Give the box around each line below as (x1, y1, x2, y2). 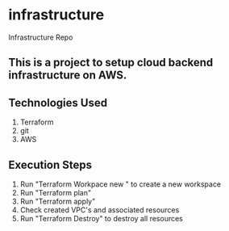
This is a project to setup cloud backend (8, 56, 214, 69)
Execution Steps (8, 157, 93, 171)
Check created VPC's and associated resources (19, 204, 180, 215)
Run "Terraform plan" (19, 187, 92, 197)
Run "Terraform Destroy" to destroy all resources (19, 213, 183, 223)
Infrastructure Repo (8, 32, 73, 42)
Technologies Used (8, 95, 107, 110)
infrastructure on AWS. (8, 69, 127, 82)
